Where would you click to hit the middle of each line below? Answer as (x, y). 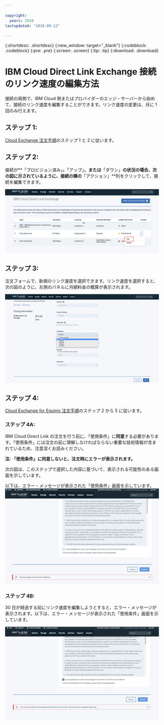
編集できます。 (28, 182)
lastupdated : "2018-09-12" (32, 26)
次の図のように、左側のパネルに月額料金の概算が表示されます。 (69, 287)
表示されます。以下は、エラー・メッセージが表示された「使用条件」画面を (80, 614)
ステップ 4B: (20, 596)
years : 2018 (22, 21)
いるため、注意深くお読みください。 (50, 448)
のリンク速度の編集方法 (52, 84)
